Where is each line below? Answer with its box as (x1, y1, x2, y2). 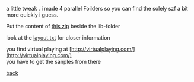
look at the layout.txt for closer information (6, 34, 111, 41)
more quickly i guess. (6, 11, 59, 18)
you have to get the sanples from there (6, 58, 101, 65)
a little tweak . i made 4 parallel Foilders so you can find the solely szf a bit (6, 5, 188, 12)
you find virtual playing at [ (6, 45, 72, 53)
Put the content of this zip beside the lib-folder (6, 23, 120, 29)
